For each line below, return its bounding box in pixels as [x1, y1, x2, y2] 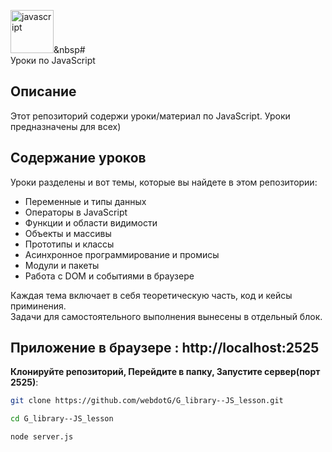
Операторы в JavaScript [24, 206, 128, 218]
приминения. [10, 300, 67, 312]
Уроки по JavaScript [10, 55, 96, 66]
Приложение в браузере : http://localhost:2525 [10, 340, 320, 357]
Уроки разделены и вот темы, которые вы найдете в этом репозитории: [10, 176, 318, 188]
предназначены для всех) [10, 120, 122, 132]
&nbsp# [53, 44, 86, 55]
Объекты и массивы [24, 227, 112, 239]
